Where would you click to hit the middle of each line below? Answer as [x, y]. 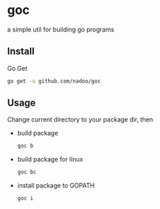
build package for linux [50, 159]
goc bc [27, 172]
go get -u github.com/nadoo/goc [54, 81]
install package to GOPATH [56, 186]
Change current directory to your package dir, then [80, 120]
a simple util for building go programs [61, 29]
